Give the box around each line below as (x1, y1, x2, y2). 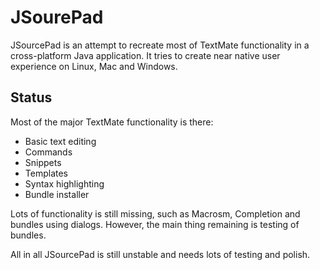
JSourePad (10, 6, 104, 29)
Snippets (24, 156, 62, 168)
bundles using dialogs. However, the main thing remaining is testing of (10, 218, 300, 230)
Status (10, 89, 53, 106)
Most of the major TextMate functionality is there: (10, 116, 214, 128)
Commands (24, 146, 73, 158)
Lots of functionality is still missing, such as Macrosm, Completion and (10, 207, 301, 220)
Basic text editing (24, 135, 97, 147)
